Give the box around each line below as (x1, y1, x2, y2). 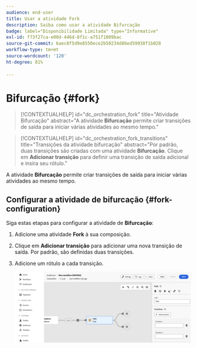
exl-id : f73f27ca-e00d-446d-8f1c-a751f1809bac (6, 34, 122, 41)
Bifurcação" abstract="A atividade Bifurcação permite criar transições (20, 117, 191, 124)
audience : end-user (6, 9, 54, 15)
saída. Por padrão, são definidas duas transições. (14, 248, 135, 256)
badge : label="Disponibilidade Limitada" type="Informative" (6, 28, 159, 34)
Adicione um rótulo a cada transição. (14, 260, 104, 267)
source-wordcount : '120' (6, 53, 67, 59)
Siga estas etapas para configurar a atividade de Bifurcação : (6, 220, 154, 227)
